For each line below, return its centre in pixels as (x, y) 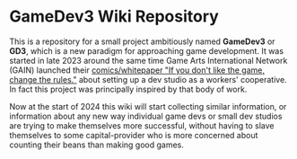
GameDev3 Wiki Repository (114, 17)
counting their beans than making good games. (96, 145)
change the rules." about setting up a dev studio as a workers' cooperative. (148, 79)
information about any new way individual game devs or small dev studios (146, 116)
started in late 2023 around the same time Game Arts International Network (148, 60)
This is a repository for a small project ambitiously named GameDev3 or (142, 41)
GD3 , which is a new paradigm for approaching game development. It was (147, 50)
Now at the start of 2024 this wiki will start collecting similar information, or (148, 106)
